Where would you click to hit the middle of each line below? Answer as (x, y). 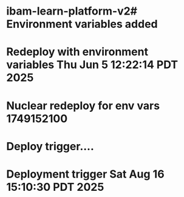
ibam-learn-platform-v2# (72, 11)
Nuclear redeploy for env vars (83, 105)
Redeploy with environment (77, 52)
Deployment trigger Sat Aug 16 (86, 174)
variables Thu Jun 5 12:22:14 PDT (92, 65)
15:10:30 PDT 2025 (55, 187)
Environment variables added (82, 24)
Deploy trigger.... (50, 146)
